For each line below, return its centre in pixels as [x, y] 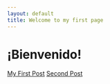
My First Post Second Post [45, 74]
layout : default [30, 14]
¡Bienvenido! [44, 54]
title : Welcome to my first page [55, 20]
